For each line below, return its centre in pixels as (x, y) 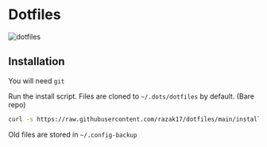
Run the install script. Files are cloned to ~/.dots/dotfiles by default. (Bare (131, 96)
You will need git (37, 80)
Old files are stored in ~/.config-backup (73, 134)
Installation (37, 62)
